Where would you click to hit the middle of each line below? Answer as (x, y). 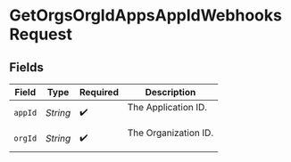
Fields (27, 67)
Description (170, 92)
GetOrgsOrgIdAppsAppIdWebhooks (146, 16)
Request (41, 34)
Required (99, 92)
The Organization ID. (170, 133)
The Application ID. (167, 107)
